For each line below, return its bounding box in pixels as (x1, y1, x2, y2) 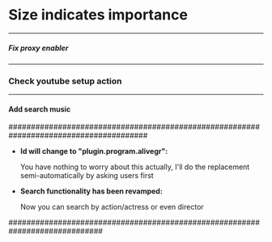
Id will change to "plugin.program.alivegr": (19, 146, 168, 156)
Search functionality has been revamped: (19, 186, 164, 196)
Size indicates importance (8, 6, 189, 24)
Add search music (8, 104, 71, 114)
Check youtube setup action (8, 75, 122, 87)
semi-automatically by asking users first (19, 171, 154, 180)
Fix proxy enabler (8, 43, 69, 53)
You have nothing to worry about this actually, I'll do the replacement (19, 162, 250, 172)
